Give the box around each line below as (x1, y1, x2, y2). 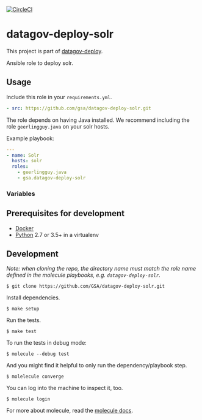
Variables (6, 189, 35, 198)
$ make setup (6, 306, 40, 312)
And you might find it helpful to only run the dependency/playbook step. (6, 362, 187, 369)
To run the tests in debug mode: (6, 339, 87, 347)
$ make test (6, 328, 37, 335)
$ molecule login (6, 396, 51, 402)
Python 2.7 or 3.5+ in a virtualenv (15, 231, 99, 238)
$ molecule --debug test (6, 351, 70, 358)
